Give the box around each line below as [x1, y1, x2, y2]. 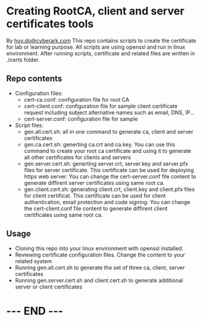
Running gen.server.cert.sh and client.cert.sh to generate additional [14, 276, 183, 284]
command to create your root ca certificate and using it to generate [24, 147, 192, 154]
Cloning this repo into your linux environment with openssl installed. [14, 245, 184, 252]
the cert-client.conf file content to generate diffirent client [24, 205, 168, 212]
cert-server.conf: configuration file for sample [24, 115, 138, 122]
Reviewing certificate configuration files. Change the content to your [14, 251, 185, 258]
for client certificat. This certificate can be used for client [24, 192, 166, 199]
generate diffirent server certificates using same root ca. [24, 179, 165, 186]
